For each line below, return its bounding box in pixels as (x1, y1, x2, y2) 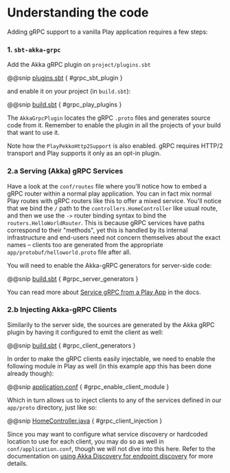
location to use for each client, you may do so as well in (7, 437, 164, 445)
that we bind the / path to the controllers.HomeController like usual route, (7, 204, 218, 212)
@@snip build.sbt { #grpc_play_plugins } (7, 101, 122, 109)
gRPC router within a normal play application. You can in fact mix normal (7, 189, 211, 198)
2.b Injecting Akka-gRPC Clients (7, 305, 117, 315)
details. (7, 459, 28, 467)
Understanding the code (7, 5, 149, 21)
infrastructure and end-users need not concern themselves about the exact (7, 233, 221, 242)
